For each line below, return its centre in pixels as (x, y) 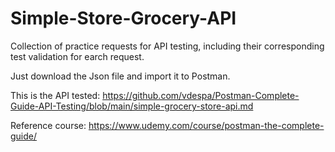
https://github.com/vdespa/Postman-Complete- (201, 95)
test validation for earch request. (77, 56)
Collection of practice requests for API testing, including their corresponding (167, 46)
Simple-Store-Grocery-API (123, 18)
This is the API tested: (55, 95)
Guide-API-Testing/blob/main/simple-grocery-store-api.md (132, 106)
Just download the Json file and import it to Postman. (120, 76)
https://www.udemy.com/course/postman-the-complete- (206, 125)
